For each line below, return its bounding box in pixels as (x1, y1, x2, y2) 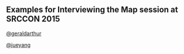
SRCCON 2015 (6, 14, 60, 24)
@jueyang (6, 41, 31, 48)
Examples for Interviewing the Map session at (6, 5, 179, 15)
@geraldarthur (6, 30, 42, 37)
